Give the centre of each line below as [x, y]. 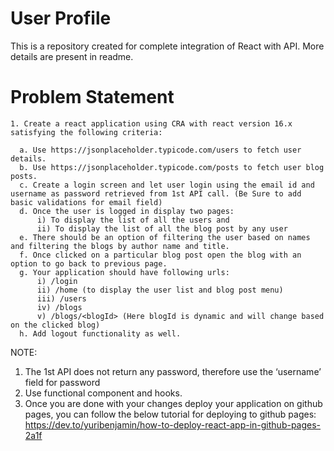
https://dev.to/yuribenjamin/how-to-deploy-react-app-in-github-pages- [173, 424]
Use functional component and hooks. [103, 393]
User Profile [61, 18]
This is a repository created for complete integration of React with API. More [167, 46]
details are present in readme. [72, 56]
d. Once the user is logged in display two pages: [127, 211]
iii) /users [61, 298]
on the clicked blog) [55, 325]
